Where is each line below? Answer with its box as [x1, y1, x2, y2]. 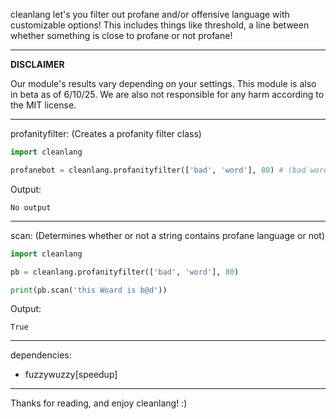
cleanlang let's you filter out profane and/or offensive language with [10, 9, 290, 20]
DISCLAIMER [10, 59, 65, 70]
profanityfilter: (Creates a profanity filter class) [10, 128, 202, 139]
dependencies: [10, 349, 72, 361]
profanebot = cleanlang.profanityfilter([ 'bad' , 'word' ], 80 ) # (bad [10, 165, 307, 175]
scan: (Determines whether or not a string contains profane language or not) [10, 229, 326, 241]
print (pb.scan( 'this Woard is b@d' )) [10, 285, 168, 295]
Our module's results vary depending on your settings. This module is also [10, 78, 317, 89]
